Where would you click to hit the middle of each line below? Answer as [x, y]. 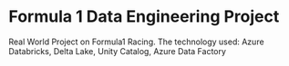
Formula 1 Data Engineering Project [144, 17]
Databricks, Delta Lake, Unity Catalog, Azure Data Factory [118, 51]
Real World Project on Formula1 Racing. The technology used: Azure [137, 42]
